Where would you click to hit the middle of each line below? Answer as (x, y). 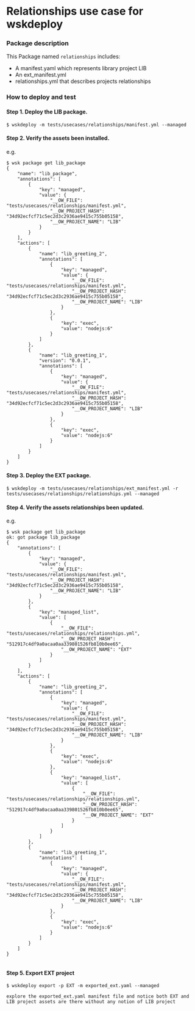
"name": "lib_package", (48, 173)
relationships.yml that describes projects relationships (83, 81)
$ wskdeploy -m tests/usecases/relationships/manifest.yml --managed (97, 125)
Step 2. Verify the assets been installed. (58, 138)
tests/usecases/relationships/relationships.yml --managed (83, 494)
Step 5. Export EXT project (41, 973)
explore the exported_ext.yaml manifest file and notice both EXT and (98, 996)
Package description (37, 43)
